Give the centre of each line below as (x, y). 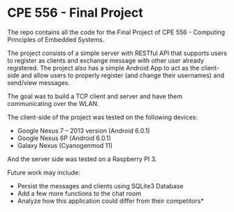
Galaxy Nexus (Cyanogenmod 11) (65, 145)
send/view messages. (39, 82)
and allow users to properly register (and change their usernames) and (123, 75)
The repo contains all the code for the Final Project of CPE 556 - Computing (116, 32)
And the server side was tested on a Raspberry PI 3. (82, 159)
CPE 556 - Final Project (75, 13)
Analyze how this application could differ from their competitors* (110, 201)
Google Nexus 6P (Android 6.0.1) (64, 138)
